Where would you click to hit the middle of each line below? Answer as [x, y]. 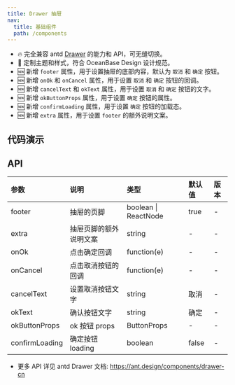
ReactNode [145, 216]
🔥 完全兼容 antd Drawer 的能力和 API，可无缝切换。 [92, 54]
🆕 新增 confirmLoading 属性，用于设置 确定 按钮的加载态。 [101, 106]
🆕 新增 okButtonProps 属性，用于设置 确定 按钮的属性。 [97, 98]
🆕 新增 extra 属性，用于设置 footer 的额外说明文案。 [94, 115]
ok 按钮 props [92, 326]
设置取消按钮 [91, 289]
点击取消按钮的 [94, 265]
